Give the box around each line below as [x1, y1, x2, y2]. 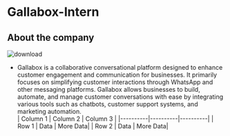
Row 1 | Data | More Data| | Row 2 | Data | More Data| [17, 122, 169, 130]
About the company [7, 32, 95, 43]
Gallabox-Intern [7, 4, 99, 20]
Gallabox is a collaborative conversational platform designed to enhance [17, 64, 223, 71]
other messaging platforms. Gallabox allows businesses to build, [17, 86, 200, 93]
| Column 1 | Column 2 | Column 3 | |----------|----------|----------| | [17, 115, 214, 123]
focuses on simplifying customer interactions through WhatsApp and [17, 78, 213, 86]
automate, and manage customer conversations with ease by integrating [17, 93, 224, 101]
